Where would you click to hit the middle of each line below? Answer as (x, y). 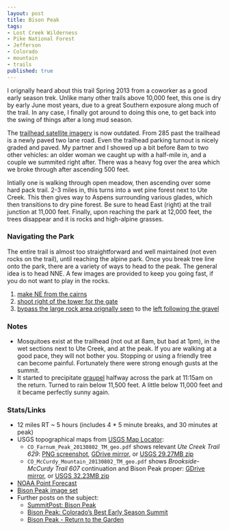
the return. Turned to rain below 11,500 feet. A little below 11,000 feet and (120, 385)
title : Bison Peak (33, 20)
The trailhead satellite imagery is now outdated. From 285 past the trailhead (114, 133)
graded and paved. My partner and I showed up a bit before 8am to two (108, 147)
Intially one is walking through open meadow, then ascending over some (109, 182)
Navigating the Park (41, 237)
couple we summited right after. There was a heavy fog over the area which (113, 162)
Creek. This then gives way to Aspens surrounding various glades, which (110, 197)
